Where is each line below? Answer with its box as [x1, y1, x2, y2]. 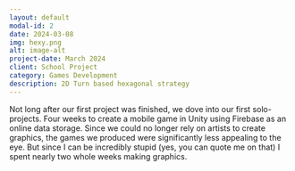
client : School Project [9, 63, 98, 72]
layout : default [9, 12, 70, 22]
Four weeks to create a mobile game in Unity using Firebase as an [43, 113, 287, 124]
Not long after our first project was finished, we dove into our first [9, 103, 251, 114]
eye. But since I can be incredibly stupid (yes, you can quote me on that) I [9, 142, 281, 152]
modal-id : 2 [9, 21, 54, 30]
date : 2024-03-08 [9, 29, 74, 38]
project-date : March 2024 [9, 54, 105, 63]
